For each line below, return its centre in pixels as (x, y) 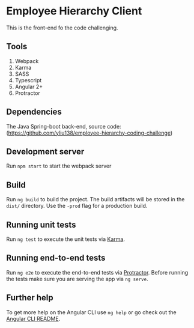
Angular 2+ (29, 87)
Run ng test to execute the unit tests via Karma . (65, 239)
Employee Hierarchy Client (74, 11)
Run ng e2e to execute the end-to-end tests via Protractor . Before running (97, 272)
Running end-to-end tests (56, 258)
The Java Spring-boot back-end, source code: (64, 126)
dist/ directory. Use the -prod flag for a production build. (77, 206)
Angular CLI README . (33, 318)
